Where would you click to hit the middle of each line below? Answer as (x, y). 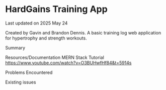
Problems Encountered (29, 72)
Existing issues (21, 82)
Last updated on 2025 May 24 (36, 23)
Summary (15, 47)
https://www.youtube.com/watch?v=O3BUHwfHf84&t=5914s (68, 62)
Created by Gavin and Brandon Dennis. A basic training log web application (83, 32)
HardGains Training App (57, 9)
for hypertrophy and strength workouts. (46, 38)
